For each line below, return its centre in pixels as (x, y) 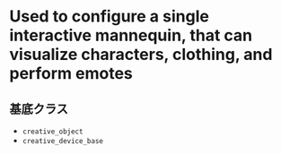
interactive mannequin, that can (131, 35)
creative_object (53, 132)
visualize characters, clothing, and (141, 55)
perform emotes (71, 74)
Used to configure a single (109, 17)
